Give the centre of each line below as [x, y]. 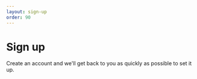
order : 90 [19, 17]
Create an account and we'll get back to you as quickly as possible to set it [99, 63]
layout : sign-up [27, 12]
